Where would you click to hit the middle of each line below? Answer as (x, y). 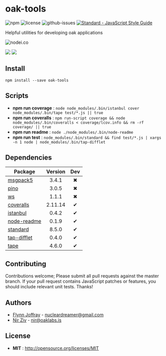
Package (24, 172)
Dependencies (29, 157)
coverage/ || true (32, 127)
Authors (18, 303)
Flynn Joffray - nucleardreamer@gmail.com (58, 315)
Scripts (17, 96)
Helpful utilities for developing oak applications (54, 32)
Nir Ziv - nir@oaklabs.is (37, 320)
